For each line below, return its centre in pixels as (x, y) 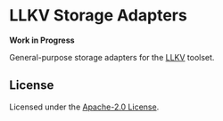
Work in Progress (42, 40)
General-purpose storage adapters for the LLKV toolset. (112, 57)
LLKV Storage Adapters (98, 16)
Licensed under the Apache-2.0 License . (84, 107)
